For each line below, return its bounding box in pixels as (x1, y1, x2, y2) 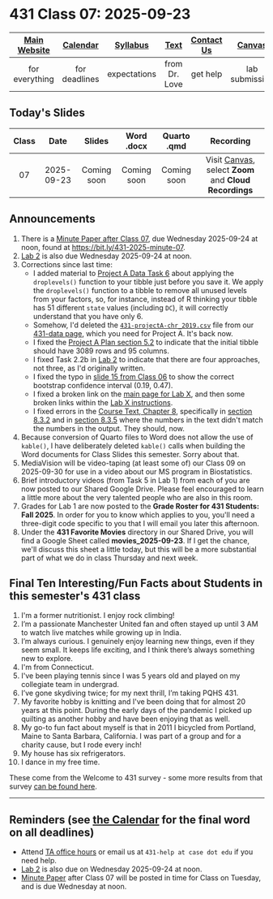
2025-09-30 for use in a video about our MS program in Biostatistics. (20, 466, 253, 476)
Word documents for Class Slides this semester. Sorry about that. (20, 449, 240, 459)
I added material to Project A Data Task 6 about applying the (32, 268, 234, 278)
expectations (107, 68, 157, 80)
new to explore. (20, 654, 74, 663)
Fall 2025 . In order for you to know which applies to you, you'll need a (20, 509, 255, 520)
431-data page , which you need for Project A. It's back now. (32, 328, 233, 338)
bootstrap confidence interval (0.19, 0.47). (32, 380, 173, 390)
